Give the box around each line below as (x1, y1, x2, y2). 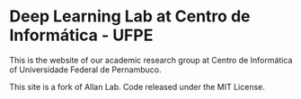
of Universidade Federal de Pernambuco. (9, 64, 162, 75)
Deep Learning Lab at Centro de (9, 6, 251, 27)
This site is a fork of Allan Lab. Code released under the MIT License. (9, 81, 265, 92)
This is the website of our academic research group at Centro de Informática (9, 54, 293, 65)
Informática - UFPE (9, 25, 154, 45)
